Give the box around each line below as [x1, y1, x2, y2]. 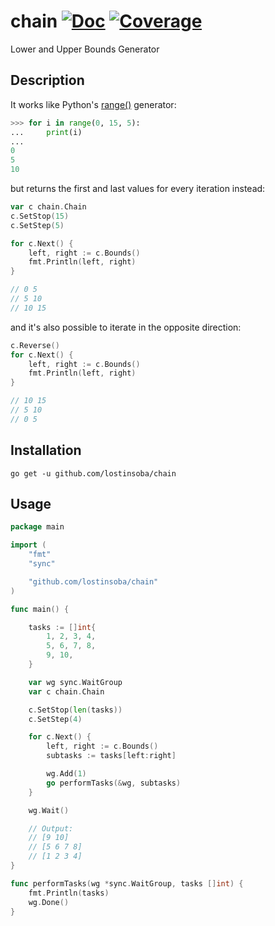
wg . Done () [28, 897, 70, 907]
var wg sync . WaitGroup [28, 677, 123, 687]
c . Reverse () [10, 340, 60, 350]
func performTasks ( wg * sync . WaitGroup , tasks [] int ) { [10, 878, 244, 889]
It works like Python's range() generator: [10, 98, 177, 110]
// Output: [28, 823, 74, 834]
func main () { [10, 604, 70, 614]
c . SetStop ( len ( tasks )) [28, 705, 123, 715]
